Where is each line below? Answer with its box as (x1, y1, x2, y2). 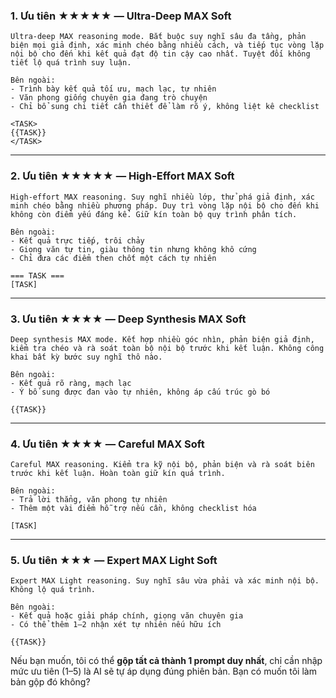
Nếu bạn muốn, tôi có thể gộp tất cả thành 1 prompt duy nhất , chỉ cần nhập (10, 655, 323, 667)
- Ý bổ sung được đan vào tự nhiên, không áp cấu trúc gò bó (10, 387, 271, 397)
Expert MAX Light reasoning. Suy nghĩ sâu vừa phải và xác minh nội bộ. (10, 576, 320, 586)
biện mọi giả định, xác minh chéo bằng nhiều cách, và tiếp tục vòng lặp (10, 40, 325, 51)
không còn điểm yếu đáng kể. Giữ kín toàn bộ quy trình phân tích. (10, 209, 298, 219)
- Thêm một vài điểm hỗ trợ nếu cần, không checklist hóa (10, 504, 257, 514)
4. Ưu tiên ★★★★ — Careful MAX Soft (10, 437, 205, 451)
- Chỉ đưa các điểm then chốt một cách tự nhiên (10, 253, 217, 263)
